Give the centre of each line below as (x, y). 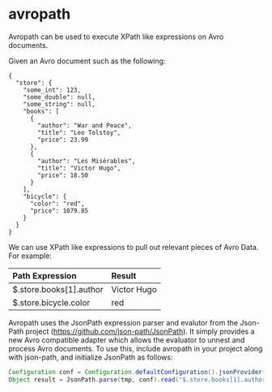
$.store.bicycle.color (51, 303)
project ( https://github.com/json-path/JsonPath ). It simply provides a (140, 331)
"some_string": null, (59, 104)
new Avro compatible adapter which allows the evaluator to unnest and (127, 340)
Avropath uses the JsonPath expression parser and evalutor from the (123, 322)
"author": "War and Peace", (85, 125)
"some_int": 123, (52, 90)
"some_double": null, (59, 97)
